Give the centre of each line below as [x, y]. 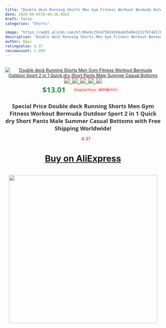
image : [12, 33]
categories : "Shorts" [27, 23]
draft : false [19, 19]
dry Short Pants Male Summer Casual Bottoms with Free [83, 121]
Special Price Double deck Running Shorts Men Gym [83, 106]
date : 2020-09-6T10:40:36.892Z [37, 14]
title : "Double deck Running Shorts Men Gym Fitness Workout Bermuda [78, 10]
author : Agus [19, 42]
